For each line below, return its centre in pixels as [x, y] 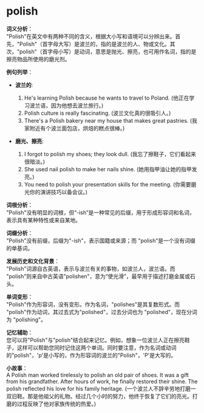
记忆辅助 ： [20, 332]
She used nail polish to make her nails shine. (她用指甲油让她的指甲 [108, 169]
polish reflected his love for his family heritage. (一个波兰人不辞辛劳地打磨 [99, 388]
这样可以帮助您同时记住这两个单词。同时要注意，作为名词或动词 [97, 347]
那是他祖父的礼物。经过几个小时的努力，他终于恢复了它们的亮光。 [110, 396]
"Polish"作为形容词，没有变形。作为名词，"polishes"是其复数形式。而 [93, 304]
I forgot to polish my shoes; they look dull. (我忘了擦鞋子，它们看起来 [110, 154]
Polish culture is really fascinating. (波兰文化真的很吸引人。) [97, 113]
